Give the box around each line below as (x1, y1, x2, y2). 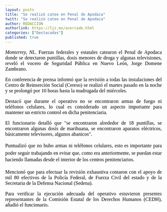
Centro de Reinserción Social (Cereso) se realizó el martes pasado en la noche (5, 82, 162, 88)
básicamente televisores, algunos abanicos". (5, 131, 92, 137)
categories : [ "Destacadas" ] (5, 30, 64, 35)
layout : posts (5, 7, 35, 12)
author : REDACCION (5, 21, 43, 26)
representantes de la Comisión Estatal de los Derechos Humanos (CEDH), (5, 196, 162, 202)
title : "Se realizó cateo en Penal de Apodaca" (5, 12, 106, 17)
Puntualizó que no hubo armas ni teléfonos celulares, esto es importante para (5, 142, 162, 148)
